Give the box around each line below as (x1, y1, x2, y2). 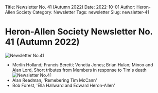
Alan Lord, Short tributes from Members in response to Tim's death (12, 67, 147, 73)
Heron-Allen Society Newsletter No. (5, 26, 153, 37)
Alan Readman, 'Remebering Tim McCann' (12, 77, 97, 83)
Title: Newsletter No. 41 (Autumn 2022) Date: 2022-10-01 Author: (5, 4, 136, 10)
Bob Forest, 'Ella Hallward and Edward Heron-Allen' (12, 82, 116, 88)
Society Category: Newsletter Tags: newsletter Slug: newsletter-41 (16, 9, 150, 15)
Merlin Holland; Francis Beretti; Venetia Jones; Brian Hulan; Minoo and (12, 62, 153, 67)
